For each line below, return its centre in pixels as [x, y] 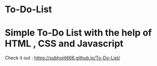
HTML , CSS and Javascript [64, 44]
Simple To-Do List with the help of [78, 33]
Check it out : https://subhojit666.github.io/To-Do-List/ [63, 58]
